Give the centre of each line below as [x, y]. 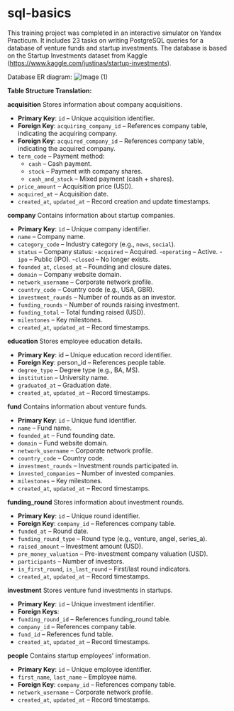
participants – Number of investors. [71, 561]
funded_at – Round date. [53, 531]
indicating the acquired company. [66, 148]
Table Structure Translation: [50, 90]
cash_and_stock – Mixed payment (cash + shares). [101, 179]
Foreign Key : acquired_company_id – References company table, [111, 141]
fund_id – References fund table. [65, 634]
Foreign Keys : [38, 611]
